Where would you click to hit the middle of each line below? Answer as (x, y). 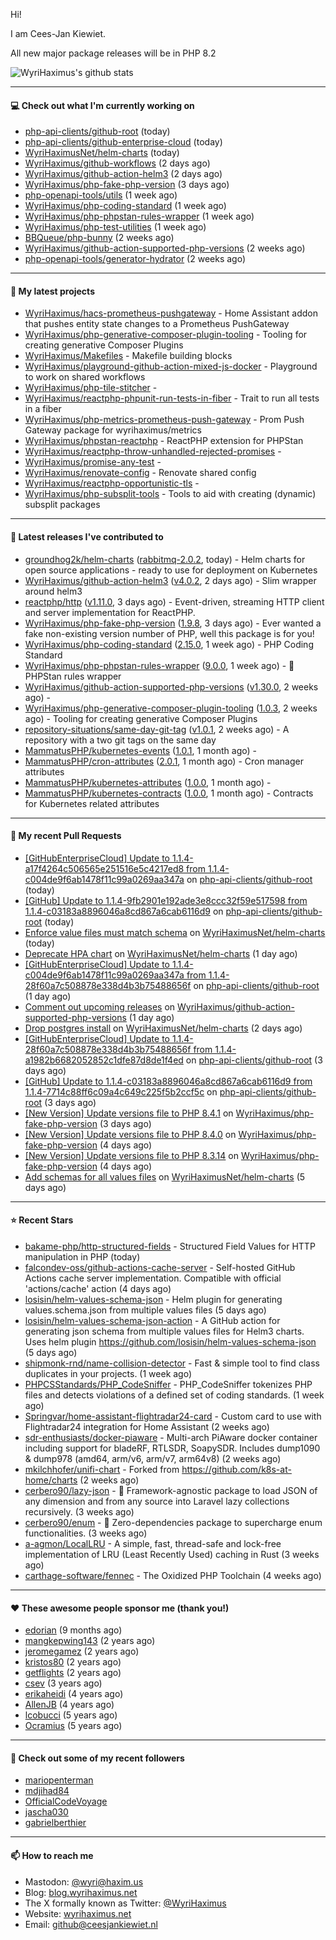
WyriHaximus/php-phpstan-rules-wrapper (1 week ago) (139, 216)
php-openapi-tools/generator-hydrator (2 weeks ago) (135, 259)
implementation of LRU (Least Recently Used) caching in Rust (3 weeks (172, 1555)
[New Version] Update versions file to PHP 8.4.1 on (129, 1113)
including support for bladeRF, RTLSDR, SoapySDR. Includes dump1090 (172, 1448)
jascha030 (46, 1812)
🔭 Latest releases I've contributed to (87, 537)
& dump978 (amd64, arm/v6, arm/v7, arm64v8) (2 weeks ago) (153, 1459)
